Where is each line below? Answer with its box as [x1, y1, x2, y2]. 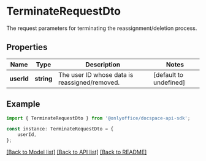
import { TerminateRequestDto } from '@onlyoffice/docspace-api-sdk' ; [6, 115, 191, 121]
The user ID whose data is [58, 70, 134, 79]
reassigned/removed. [58, 78, 120, 87]
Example [6, 99, 40, 109]
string [34, 74, 53, 83]
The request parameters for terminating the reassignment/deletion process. [6, 24, 197, 32]
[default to [153, 70, 184, 79]
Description [85, 60, 121, 68]
